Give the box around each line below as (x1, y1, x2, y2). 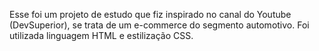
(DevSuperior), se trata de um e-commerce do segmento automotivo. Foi (9, 19, 310, 31)
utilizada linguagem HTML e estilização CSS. (9, 30, 194, 41)
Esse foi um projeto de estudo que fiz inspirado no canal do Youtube (9, 9, 292, 20)
